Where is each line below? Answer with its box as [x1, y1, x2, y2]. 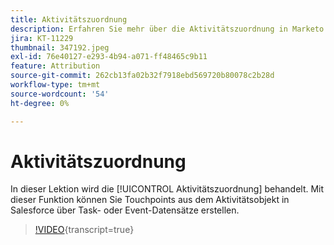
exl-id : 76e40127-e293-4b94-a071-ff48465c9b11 [10, 52, 208, 62]
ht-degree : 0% [10, 98, 70, 108]
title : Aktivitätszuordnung [10, 14, 128, 25]
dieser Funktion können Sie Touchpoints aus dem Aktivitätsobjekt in [10, 194, 290, 206]
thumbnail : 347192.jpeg [10, 42, 110, 53]
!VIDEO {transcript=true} [34, 224, 135, 236]
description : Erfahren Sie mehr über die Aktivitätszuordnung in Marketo [10, 24, 325, 34]
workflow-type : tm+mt [10, 80, 101, 90]
